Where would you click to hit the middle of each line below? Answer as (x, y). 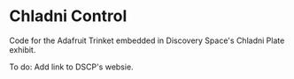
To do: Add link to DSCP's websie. (72, 67)
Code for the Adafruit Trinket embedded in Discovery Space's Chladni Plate (147, 40)
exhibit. (23, 49)
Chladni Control (68, 16)
